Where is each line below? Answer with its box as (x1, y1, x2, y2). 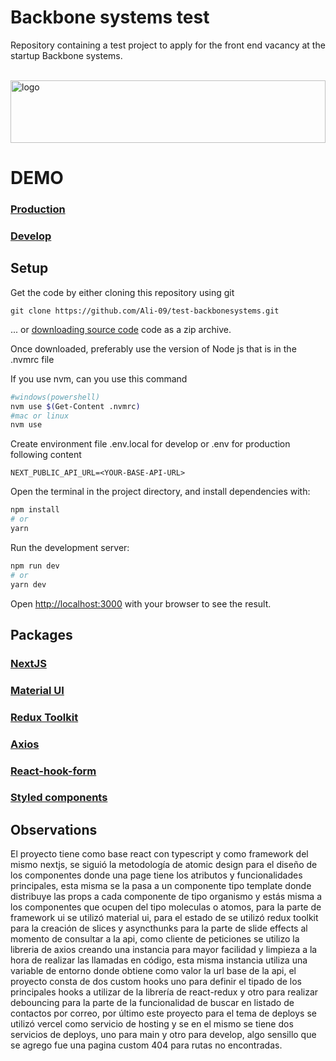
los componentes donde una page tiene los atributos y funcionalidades (10, 869, 303, 881)
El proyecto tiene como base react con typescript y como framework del (10, 848, 309, 860)
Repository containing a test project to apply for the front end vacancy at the (10, 39, 326, 51)
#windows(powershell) (10, 392, 101, 402)
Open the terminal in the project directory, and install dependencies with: (10, 486, 311, 498)
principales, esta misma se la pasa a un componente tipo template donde (10, 880, 312, 892)
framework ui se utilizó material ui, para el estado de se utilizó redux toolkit (10, 912, 319, 924)
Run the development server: (10, 541, 130, 553)
